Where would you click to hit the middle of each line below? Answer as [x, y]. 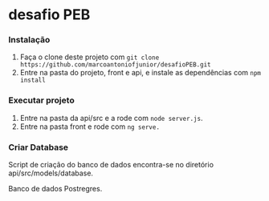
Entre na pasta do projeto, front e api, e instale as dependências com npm [140, 73]
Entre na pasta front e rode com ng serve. [90, 127]
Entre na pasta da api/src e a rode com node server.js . [111, 118]
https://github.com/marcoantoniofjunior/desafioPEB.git [115, 65]
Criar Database [39, 147]
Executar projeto [41, 100]
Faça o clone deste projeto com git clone [90, 57]
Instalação [29, 40]
